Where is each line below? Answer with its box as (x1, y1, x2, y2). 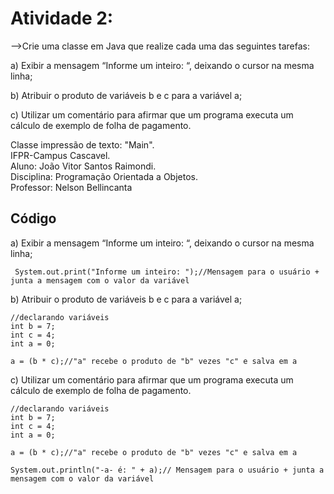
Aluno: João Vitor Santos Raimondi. (10, 160, 157, 172)
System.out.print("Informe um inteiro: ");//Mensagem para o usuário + (14, 267, 320, 277)
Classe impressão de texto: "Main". (10, 138, 155, 151)
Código (10, 210, 57, 227)
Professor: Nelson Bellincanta (10, 181, 133, 193)
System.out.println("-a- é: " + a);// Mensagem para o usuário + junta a (10, 465, 325, 475)
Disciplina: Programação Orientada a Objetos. (10, 170, 198, 182)
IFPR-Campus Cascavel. (10, 149, 111, 161)
